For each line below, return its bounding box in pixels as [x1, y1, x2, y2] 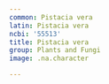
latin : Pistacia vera [9, 21, 90, 30]
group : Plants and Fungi [9, 46, 101, 55]
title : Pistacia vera [9, 37, 90, 47]
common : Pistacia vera [9, 12, 93, 22]
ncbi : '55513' [9, 29, 62, 38]
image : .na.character [9, 54, 90, 63]
